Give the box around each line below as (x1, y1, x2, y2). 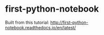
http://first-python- (50, 19, 88, 25)
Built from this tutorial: (5, 19, 50, 25)
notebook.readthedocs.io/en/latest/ (5, 24, 76, 30)
